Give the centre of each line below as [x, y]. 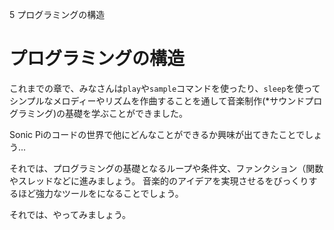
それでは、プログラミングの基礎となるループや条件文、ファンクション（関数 [166, 168]
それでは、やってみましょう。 [70, 214]
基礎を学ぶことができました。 [127, 113]
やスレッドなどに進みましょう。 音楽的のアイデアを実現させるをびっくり [159, 180]
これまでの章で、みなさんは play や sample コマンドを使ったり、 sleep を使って [165, 88]
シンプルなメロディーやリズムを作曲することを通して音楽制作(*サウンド [157, 100]
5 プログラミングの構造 [57, 14]
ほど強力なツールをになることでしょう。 [100, 193]
